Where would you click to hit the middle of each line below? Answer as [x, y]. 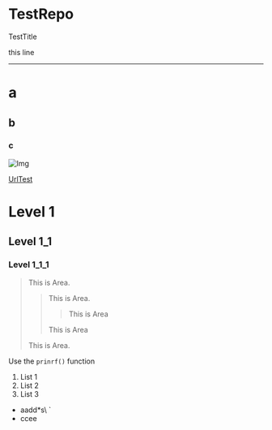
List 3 [29, 393]
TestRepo [41, 14]
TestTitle [23, 37]
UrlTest [21, 178]
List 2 [29, 385]
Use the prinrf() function [52, 361]
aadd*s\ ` [35, 410]
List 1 [29, 376]
